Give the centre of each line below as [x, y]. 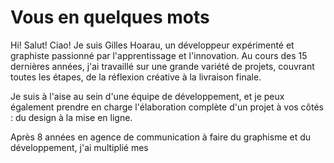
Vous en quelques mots [110, 17]
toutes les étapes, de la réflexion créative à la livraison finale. [136, 77]
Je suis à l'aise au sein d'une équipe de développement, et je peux [147, 96]
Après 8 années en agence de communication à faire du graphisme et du [161, 137]
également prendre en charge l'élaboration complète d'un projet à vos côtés [167, 107]
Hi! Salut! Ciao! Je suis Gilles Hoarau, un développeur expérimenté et [152, 45]
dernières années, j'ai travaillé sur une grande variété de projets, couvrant [162, 66]
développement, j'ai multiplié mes [79, 147]
